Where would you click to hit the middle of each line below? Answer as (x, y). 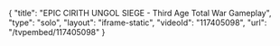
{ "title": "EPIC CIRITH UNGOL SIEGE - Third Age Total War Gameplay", (140, 13)
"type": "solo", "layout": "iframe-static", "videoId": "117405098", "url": (138, 23)
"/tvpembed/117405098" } (57, 32)
